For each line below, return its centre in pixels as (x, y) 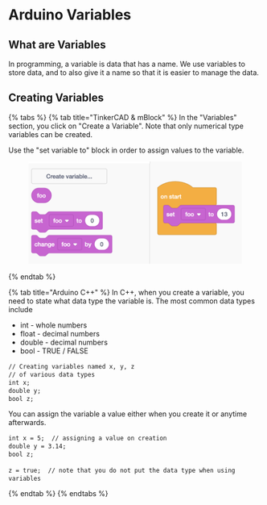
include (21, 310)
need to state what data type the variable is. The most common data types (132, 301)
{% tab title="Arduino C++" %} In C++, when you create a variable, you (127, 293)
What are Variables (57, 45)
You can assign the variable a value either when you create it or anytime (128, 414)
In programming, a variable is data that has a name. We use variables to (127, 64)
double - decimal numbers (64, 342)
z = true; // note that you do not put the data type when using (122, 471)
